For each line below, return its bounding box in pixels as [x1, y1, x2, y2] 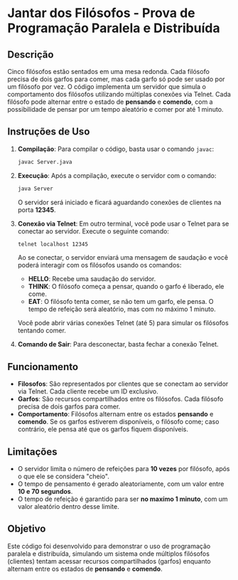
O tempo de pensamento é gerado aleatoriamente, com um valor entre [17, 480, 225, 488]
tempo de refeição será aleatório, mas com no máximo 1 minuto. [28, 305, 217, 314]
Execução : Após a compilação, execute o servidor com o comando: [17, 171, 217, 179]
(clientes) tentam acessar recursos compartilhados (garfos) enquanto [7, 557, 211, 565]
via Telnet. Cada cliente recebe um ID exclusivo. [17, 387, 158, 396]
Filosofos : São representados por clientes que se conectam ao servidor [17, 379, 229, 389]
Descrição [7, 48, 54, 60]
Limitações [7, 445, 58, 458]
